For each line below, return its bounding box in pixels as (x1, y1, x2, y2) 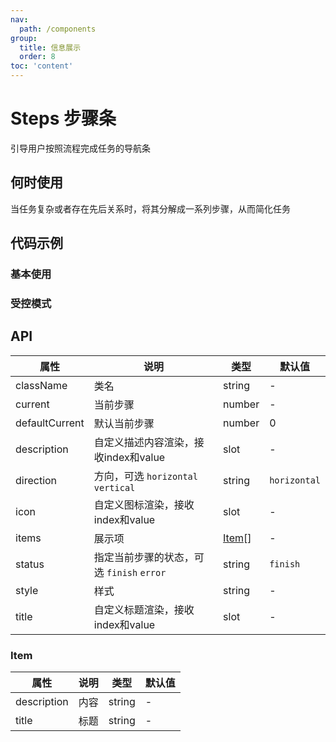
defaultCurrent (15, 416, 85, 430)
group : (10, 33, 38, 43)
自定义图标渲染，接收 (93, 497, 195, 511)
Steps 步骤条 (10, 107, 117, 130)
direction (15, 473, 58, 487)
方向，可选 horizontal (93, 469, 198, 483)
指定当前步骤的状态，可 (93, 550, 205, 564)
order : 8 (19, 52, 56, 62)
